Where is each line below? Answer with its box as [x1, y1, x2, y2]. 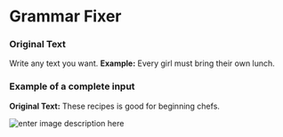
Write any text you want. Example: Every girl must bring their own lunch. [9, 58, 276, 68]
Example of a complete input [9, 80, 135, 93]
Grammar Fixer [9, 6, 122, 27]
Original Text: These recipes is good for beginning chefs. [9, 101, 221, 111]
